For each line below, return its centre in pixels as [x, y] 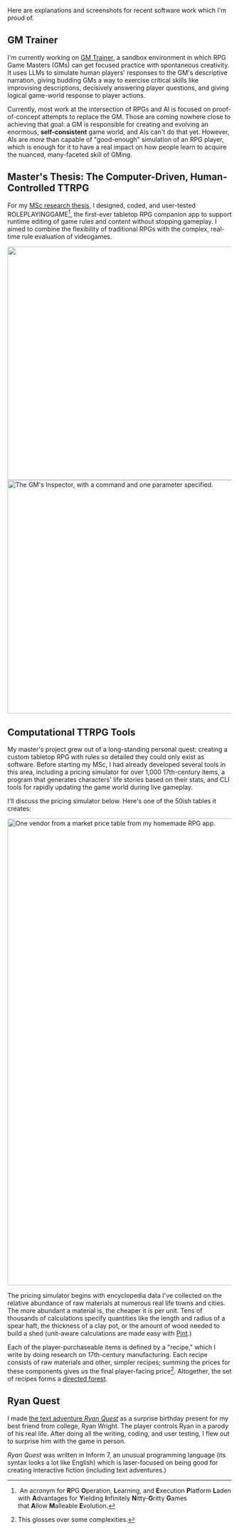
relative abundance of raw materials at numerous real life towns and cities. [116, 1303]
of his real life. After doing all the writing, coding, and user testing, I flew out [118, 1433]
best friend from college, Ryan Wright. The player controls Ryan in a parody [118, 1426]
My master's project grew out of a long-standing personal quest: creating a [117, 749]
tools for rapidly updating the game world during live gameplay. [100, 788]
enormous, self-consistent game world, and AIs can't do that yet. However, [118, 132]
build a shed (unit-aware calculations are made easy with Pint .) [100, 1334]
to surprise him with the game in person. [67, 1441]
